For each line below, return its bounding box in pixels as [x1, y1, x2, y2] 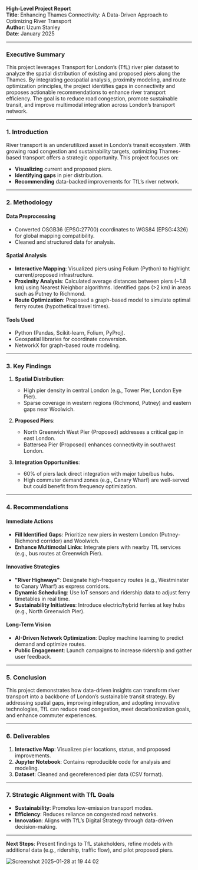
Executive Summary [6, 50, 65, 58]
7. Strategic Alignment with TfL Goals [6, 791, 115, 799]
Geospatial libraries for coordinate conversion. [14, 336, 128, 343]
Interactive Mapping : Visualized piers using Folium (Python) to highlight [14, 265, 190, 272]
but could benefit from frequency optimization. [23, 483, 137, 490]
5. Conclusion [6, 673, 47, 681]
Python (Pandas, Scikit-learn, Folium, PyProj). [14, 329, 126, 336]
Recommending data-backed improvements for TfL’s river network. [14, 178, 180, 185]
